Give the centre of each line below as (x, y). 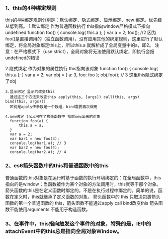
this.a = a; (31, 126)
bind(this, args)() (26, 102)
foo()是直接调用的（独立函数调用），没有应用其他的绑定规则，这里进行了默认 (84, 39)
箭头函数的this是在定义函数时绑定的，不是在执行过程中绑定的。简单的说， (82, 190)
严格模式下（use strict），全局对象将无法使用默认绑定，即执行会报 (87, 52)
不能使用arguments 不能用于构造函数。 (50, 209)
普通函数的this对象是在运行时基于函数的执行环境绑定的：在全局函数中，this (83, 177)
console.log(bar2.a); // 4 (38, 152)
